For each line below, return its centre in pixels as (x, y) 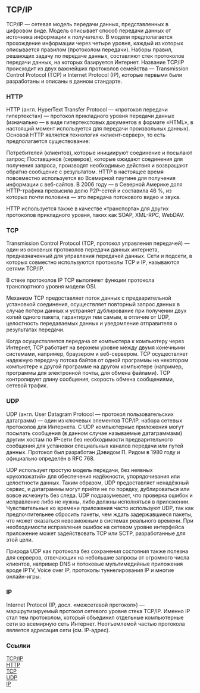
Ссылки (18, 645)
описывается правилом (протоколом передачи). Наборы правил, (89, 49)
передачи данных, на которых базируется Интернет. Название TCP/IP (95, 62)
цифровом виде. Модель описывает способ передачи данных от (89, 30)
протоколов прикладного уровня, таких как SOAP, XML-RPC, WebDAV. (95, 215)
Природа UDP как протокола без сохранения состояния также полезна (97, 551)
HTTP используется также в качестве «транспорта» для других (87, 209)
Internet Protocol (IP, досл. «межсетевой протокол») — (75, 605)
